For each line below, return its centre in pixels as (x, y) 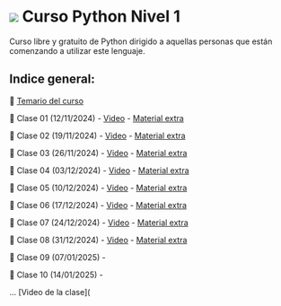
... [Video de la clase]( (50, 292)
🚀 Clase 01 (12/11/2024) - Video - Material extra (97, 118)
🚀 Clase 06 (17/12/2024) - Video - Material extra (98, 205)
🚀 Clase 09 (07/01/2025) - (57, 257)
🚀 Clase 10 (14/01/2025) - (56, 275)
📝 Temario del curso (46, 101)
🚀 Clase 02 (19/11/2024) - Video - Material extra (97, 136)
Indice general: (53, 79)
